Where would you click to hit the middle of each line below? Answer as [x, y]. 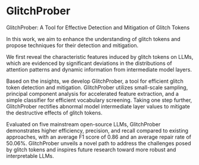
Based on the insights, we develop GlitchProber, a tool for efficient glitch [95, 81]
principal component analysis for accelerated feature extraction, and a [92, 94]
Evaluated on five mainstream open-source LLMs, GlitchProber [83, 124]
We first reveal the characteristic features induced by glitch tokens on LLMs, [100, 57]
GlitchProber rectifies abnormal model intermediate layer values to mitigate [98, 106]
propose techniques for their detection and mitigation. [72, 45]
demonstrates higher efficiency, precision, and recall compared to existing [97, 130]
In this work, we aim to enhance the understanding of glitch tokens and [93, 39]
